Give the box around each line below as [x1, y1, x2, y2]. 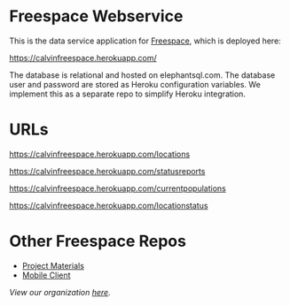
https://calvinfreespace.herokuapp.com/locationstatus [9, 200, 208, 210]
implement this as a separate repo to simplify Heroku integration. [9, 88, 247, 99]
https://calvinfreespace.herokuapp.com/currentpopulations [9, 183, 226, 194]
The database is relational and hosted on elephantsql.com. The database [9, 69, 276, 80]
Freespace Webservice [9, 6, 184, 27]
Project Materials [21, 260, 84, 271]
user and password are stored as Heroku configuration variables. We [9, 79, 262, 89]
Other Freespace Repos [9, 232, 186, 251]
